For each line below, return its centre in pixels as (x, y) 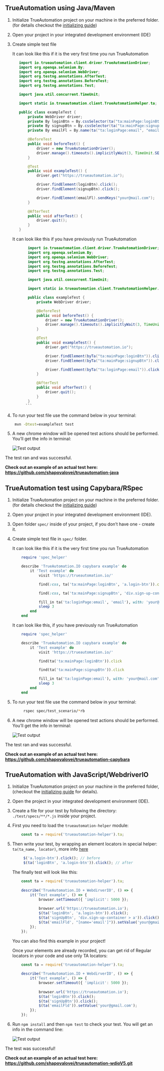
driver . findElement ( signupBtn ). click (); (78, 189)
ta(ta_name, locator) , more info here (50, 849)
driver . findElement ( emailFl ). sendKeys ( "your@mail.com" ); (96, 198)
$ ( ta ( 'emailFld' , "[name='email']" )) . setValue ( (88, 922)
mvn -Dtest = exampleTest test (44, 424)
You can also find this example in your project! (59, 941)
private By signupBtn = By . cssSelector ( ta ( (73, 126)
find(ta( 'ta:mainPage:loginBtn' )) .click (80, 661)
